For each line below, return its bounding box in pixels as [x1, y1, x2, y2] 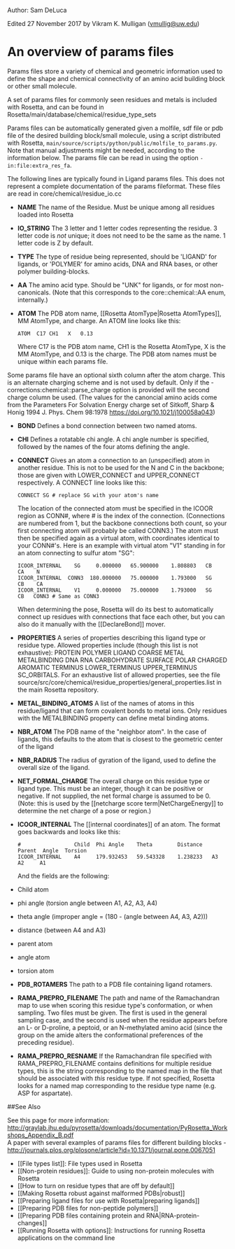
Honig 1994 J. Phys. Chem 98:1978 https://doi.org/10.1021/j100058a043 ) [7, 408, 215, 416]
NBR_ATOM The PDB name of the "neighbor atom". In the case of [17, 727, 207, 736]
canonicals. [17, 288, 51, 297]
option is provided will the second [112, 385, 210, 394]
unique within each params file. [17, 357, 108, 366]
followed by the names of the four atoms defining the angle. [17, 442, 190, 450]
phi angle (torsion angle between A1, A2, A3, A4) [17, 899, 158, 907]
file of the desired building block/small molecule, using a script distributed [7, 131, 221, 139]
